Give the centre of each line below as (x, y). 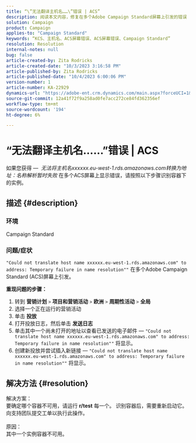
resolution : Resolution (35, 44)
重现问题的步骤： (27, 289)
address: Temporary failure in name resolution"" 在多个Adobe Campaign (97, 269)
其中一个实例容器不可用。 (37, 434)
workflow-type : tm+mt (32, 104)
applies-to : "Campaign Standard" (47, 33)
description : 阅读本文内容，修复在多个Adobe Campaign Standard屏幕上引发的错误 (97, 17)
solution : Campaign (30, 22)
